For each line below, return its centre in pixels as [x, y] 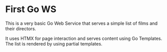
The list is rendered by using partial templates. [54, 43]
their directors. [21, 28]
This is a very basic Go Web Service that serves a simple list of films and [81, 23]
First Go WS [31, 9]
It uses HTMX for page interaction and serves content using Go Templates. [84, 38]
